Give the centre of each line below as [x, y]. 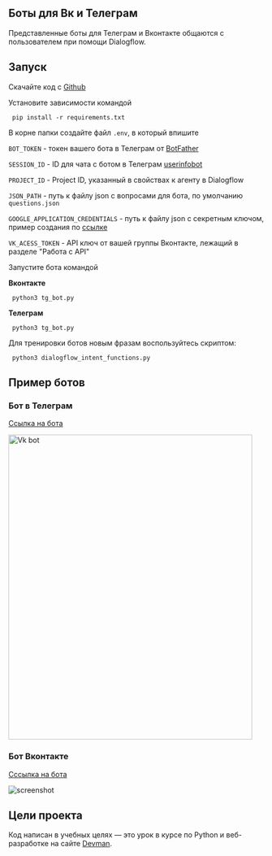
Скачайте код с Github [47, 87]
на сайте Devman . [81, 844]
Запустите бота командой [54, 267]
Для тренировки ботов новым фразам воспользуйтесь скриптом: [123, 343]
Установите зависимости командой [70, 102]
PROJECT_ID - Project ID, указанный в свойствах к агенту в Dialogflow [126, 180]
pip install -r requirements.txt [69, 117]
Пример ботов [47, 382]
